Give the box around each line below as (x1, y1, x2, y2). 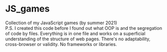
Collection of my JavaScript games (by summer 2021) (5, 20, 117, 26)
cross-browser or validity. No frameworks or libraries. (5, 41, 117, 47)
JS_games (5, 3, 50, 15)
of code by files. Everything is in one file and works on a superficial (5, 30, 146, 36)
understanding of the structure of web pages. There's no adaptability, (5, 36, 151, 42)
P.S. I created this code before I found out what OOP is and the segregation (5, 25, 162, 31)
